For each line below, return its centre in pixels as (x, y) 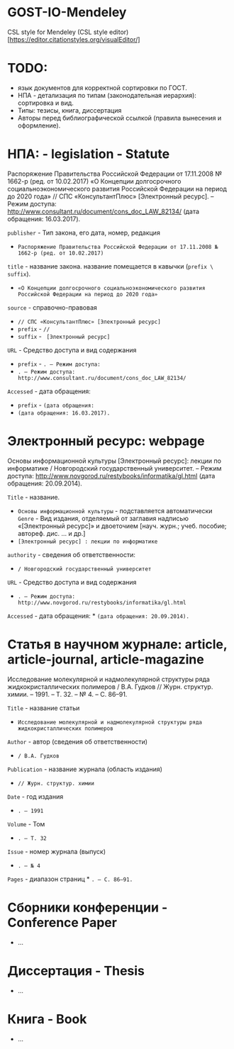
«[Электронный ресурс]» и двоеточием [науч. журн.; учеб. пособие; (122, 526)
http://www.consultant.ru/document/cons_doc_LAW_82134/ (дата (104, 211)
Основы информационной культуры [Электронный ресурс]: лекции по (115, 461)
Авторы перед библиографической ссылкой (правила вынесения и (119, 118)
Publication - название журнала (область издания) (85, 769)
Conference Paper (62, 922)
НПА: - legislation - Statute (89, 154)
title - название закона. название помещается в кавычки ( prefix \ (111, 266)
